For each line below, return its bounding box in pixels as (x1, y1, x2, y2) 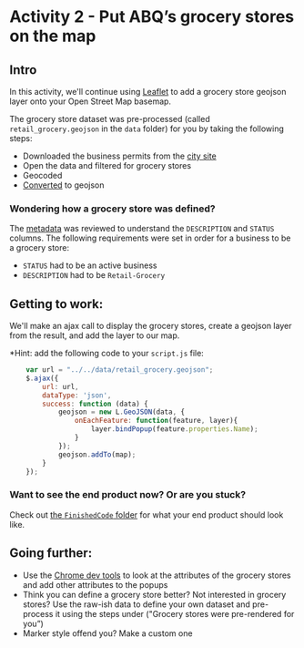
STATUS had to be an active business (22, 260, 157, 271)
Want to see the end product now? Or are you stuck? (9, 489, 247, 501)
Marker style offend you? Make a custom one (22, 627, 193, 639)
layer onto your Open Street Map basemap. (9, 96, 171, 107)
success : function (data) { (42, 399, 148, 408)
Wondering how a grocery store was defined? (9, 202, 216, 215)
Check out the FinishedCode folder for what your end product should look (9, 509, 284, 520)
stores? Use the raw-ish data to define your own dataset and (22, 599, 250, 610)
